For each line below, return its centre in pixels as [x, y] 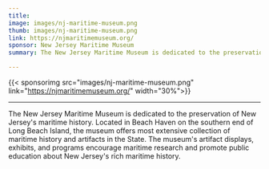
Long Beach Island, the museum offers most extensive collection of [119, 131]
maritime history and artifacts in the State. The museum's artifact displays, [131, 139]
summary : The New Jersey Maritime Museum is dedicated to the [114, 53]
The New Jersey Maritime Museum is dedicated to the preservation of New [132, 114]
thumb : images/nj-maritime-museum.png [73, 30]
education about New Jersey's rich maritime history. [95, 156]
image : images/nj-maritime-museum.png [73, 23]
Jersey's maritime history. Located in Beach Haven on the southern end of [131, 122]
